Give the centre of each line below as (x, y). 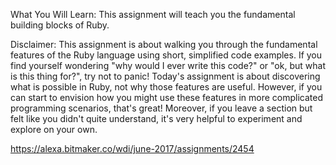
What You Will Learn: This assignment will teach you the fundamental (153, 14)
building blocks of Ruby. (60, 25)
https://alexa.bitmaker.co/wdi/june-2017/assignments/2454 (132, 148)
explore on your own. (54, 129)
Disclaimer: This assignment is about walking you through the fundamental (164, 44)
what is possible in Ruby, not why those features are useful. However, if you (166, 87)
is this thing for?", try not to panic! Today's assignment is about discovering (165, 76)
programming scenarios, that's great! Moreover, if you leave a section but (161, 108)
